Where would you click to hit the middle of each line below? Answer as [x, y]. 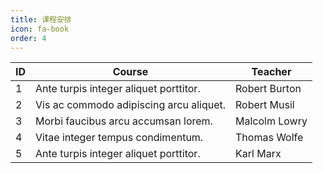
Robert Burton [268, 89]
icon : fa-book [40, 29]
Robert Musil [265, 105]
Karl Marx [258, 154]
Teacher [271, 72]
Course [130, 72]
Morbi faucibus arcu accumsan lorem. [124, 121]
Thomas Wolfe [269, 138]
